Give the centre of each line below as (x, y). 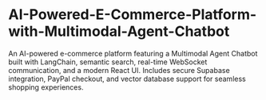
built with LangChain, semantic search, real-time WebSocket (108, 62)
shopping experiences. (46, 87)
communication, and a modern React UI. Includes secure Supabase (119, 70)
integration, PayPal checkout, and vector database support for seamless (127, 79)
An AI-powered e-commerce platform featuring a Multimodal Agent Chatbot (133, 53)
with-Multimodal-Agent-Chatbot (119, 31)
